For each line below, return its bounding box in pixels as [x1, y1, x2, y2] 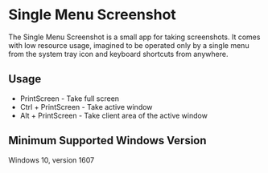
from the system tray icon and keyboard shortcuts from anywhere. [8, 49, 229, 58]
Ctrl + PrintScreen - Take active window [19, 102, 153, 111]
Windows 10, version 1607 [8, 155, 95, 165]
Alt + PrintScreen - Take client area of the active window [19, 111, 208, 120]
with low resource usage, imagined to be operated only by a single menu [8, 40, 249, 50]
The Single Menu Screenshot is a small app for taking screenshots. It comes [8, 32, 261, 42]
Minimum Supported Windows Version [8, 134, 207, 147]
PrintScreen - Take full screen [19, 94, 119, 103]
